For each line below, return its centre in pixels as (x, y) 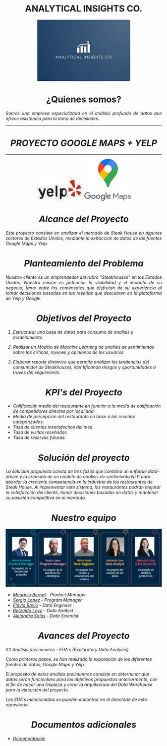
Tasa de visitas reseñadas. (40, 433)
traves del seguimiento (36, 372)
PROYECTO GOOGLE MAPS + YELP (84, 143)
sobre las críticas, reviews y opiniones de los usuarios (68, 352)
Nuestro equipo (84, 518)
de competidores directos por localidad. (54, 411)
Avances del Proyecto (84, 636)
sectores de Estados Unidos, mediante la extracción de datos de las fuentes (84, 238)
